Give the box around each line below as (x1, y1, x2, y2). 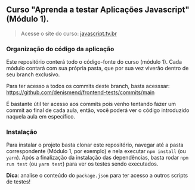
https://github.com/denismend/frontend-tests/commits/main (6, 89, 155, 96)
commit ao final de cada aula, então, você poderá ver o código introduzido (6, 107, 190, 114)
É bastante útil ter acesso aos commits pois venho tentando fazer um (6, 101, 176, 108)
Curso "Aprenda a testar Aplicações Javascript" (6, 5, 190, 15)
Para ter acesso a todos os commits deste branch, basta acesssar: (6, 83, 170, 90)
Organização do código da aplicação (6, 45, 114, 53)
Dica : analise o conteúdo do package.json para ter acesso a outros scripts (6, 172, 188, 179)
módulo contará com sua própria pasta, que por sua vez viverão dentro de (6, 65, 189, 72)
